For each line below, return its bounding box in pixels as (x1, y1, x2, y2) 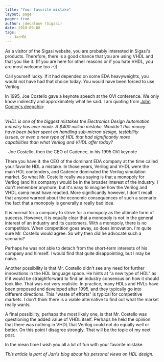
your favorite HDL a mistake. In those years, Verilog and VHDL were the (5, 163, 149, 169)
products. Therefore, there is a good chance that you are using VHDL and (5, 53, 153, 59)
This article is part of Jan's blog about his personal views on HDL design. (5, 351, 154, 357)
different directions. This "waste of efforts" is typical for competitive (5, 291, 142, 297)
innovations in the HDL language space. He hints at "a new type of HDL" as (5, 270, 157, 276)
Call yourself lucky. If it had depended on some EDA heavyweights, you (5, 73, 149, 79)
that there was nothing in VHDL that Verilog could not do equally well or (5, 321, 149, 327)
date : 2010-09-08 (5, 26, 41, 30)
